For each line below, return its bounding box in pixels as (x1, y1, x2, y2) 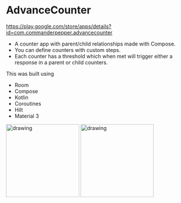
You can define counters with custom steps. (14, 46, 121, 53)
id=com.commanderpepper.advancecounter (6, 29, 113, 36)
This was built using (6, 70, 54, 77)
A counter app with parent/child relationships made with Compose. (14, 40, 176, 47)
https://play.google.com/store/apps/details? (6, 23, 112, 30)
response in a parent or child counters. (14, 59, 108, 66)
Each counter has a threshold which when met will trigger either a (14, 52, 173, 60)
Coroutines (14, 100, 41, 107)
